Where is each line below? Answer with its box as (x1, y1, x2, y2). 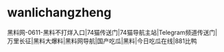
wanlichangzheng (7, 5, 112, 21)
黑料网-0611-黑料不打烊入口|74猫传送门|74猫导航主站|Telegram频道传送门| (7, 28, 218, 36)
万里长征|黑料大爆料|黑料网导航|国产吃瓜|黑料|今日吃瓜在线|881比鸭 (7, 36, 197, 45)
